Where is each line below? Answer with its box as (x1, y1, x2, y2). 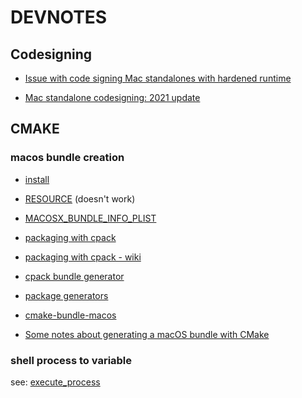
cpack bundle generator (24, 270, 125, 282)
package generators (24, 289, 109, 301)
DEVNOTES (10, 6, 108, 29)
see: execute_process (10, 376, 101, 388)
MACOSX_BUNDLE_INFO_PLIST (24, 212, 157, 224)
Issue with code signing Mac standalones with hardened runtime (24, 72, 292, 84)
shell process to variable (10, 353, 133, 367)
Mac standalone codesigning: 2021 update (24, 92, 201, 103)
